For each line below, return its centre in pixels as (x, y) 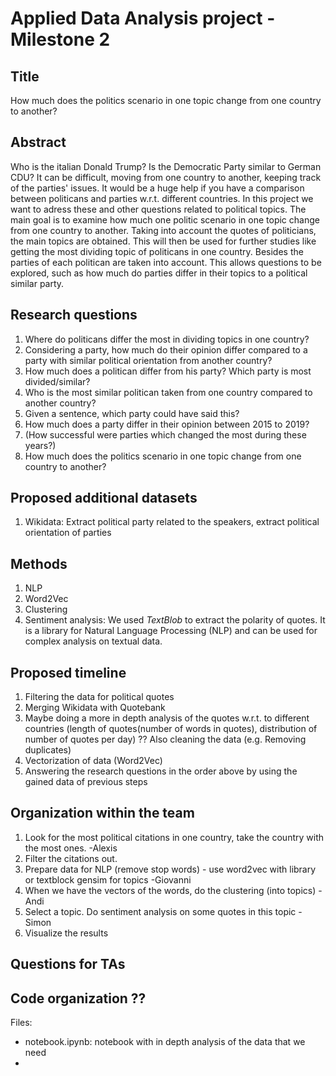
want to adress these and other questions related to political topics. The (158, 209)
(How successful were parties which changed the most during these (165, 434)
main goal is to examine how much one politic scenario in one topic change (165, 219)
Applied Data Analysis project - (143, 18)
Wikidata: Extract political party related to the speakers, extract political (172, 522)
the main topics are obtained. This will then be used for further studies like (163, 241)
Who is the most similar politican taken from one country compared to (168, 392)
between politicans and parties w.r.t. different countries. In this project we (162, 198)
